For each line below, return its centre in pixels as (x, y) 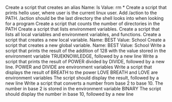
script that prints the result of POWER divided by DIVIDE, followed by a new (85, 61)
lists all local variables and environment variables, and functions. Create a (83, 34)
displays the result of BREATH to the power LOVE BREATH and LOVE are (82, 72)
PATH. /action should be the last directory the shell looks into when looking (84, 18)
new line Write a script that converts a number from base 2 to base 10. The (84, 83)
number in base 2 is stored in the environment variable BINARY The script (83, 88)
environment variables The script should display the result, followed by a (82, 78)
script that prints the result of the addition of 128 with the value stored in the (86, 51)
